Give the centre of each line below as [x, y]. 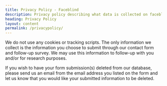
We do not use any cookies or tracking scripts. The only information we [78, 42]
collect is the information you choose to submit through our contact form [80, 48]
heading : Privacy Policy [31, 19]
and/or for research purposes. [36, 58]
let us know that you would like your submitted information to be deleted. [80, 79]
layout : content [22, 24]
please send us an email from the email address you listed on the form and [82, 73]
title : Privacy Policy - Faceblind [42, 10]
